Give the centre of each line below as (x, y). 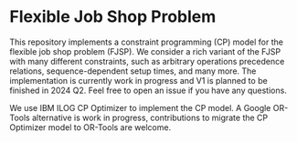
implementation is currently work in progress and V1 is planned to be (138, 80)
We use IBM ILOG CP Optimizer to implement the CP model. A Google (140, 107)
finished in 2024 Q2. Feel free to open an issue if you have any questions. (148, 90)
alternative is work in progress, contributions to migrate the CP (150, 117)
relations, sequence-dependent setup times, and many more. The (133, 71)
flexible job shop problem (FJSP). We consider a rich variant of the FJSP (145, 51)
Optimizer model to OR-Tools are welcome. (90, 127)
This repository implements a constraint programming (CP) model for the (146, 42)
